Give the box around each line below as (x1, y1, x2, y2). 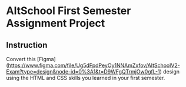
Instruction (6, 40, 48, 50)
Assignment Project (6, 16, 105, 30)
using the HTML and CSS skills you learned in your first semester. (6, 75, 165, 81)
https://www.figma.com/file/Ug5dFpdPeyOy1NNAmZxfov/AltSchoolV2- (8, 62, 181, 69)
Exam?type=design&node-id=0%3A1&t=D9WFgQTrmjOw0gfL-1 (6, 68, 160, 75)
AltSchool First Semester (6, 4, 131, 18)
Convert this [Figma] (6, 56, 56, 62)
